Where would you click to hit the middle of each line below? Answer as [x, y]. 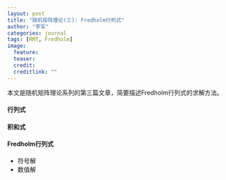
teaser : [25, 59]
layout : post [26, 14]
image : [17, 46]
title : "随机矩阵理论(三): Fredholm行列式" [66, 20]
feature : [26, 53]
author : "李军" [28, 26]
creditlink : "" [35, 72]
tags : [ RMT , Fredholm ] [40, 40]
